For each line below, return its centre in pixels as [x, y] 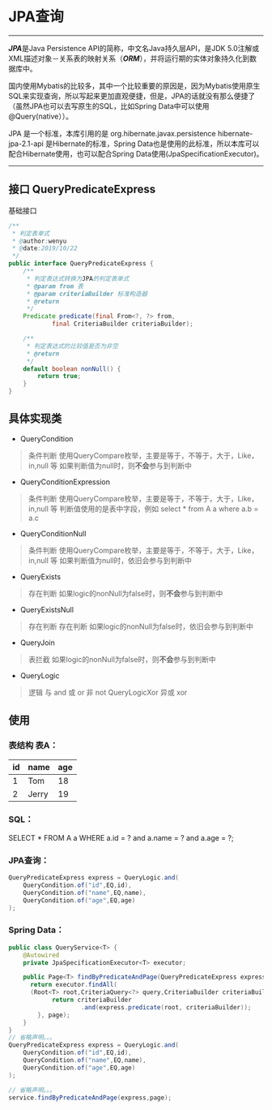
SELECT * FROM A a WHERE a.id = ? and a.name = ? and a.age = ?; [121, 837]
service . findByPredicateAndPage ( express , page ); [90, 1097]
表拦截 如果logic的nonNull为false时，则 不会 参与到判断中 [122, 659]
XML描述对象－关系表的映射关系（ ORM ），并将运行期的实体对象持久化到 [129, 58]
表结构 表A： [33, 746]
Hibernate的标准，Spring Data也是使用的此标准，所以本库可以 [156, 144]
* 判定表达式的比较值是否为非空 [72, 346]
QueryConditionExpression [65, 482]
